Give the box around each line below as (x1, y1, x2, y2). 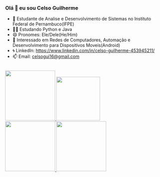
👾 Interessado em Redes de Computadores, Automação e (12, 37, 131, 43)
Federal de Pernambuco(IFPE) (12, 21, 75, 27)
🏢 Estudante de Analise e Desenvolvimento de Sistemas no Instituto (12, 16, 151, 22)
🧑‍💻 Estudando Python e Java (12, 26, 72, 32)
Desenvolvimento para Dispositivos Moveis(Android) (12, 42, 121, 48)
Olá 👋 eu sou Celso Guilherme (5, 4, 79, 11)
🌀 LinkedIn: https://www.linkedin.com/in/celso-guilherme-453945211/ (12, 47, 155, 54)
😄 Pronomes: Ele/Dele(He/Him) (12, 32, 78, 38)
